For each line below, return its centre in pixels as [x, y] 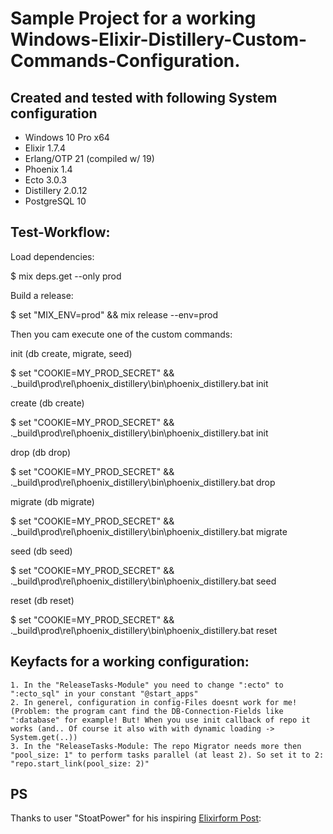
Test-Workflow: [60, 232]
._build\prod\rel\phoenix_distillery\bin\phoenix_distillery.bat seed [143, 581]
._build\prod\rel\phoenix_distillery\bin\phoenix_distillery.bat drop [143, 482]
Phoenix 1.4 [48, 169]
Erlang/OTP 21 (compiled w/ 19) [89, 158]
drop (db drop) [41, 452]
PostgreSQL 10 [55, 201]
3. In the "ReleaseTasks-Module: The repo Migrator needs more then [156, 746]
